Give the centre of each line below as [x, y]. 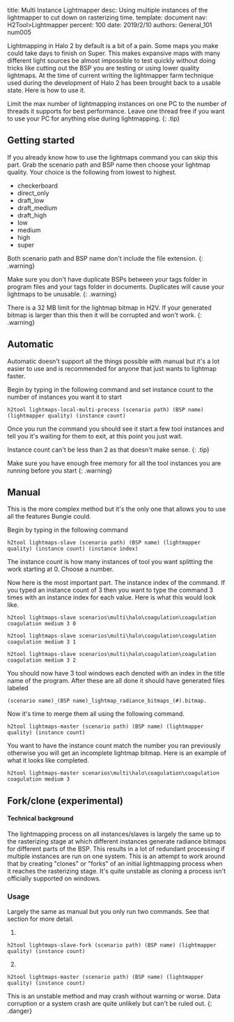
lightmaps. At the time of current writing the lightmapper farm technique [110, 75]
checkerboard [37, 185]
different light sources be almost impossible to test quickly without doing [111, 61]
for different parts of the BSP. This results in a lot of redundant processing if [116, 849]
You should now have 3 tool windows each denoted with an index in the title [116, 673]
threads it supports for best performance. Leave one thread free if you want [116, 111]
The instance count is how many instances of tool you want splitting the [110, 562]
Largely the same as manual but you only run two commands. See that [108, 912]
